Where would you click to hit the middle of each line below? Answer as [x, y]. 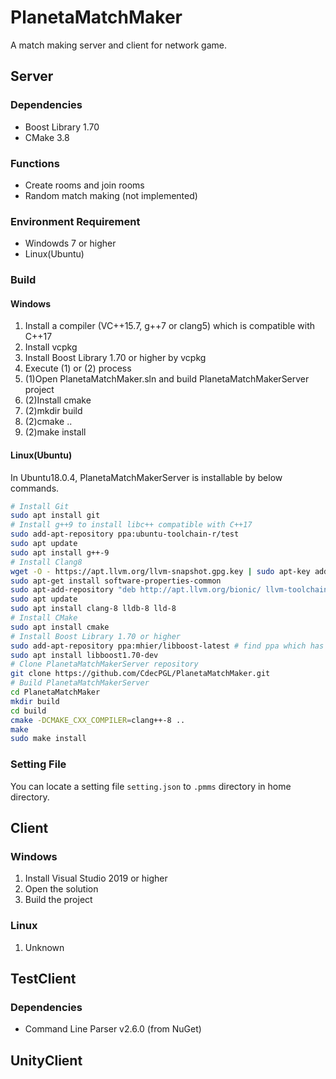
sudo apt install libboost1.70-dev [84, 655]
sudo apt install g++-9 [60, 552]
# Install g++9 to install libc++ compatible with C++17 [131, 525]
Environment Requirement [75, 221]
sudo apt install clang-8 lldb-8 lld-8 [93, 609]
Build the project [58, 900]
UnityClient [46, 1060]
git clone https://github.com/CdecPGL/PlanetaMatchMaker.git [140, 674]
